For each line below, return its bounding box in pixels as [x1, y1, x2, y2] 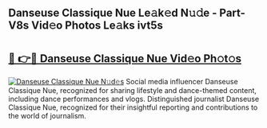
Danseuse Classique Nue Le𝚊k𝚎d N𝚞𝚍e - [8, 6, 217, 20]
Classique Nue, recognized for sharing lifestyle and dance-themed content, [8, 86, 257, 95]
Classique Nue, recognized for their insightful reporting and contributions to [8, 103, 258, 112]
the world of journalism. [8, 111, 86, 120]
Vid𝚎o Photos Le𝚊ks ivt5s [31, 19, 164, 33]
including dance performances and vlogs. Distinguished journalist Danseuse [8, 95, 260, 103]
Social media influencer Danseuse [126, 77, 238, 86]
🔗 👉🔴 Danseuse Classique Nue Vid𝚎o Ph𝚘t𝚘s [8, 52, 242, 65]
